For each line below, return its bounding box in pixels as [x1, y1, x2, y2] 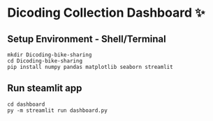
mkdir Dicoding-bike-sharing [7, 51, 92, 58]
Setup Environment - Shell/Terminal [7, 33, 166, 45]
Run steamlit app [7, 82, 82, 95]
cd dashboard [7, 101, 45, 108]
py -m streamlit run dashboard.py [7, 106, 108, 114]
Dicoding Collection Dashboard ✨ [7, 5, 205, 21]
